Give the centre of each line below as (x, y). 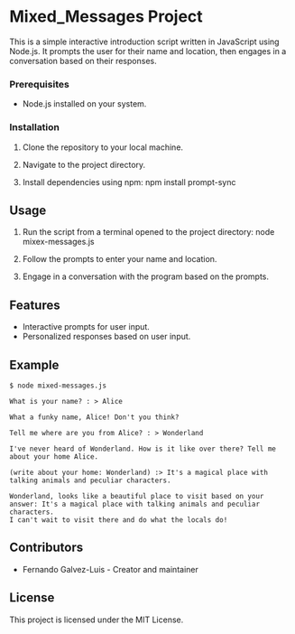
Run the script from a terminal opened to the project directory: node (148, 232)
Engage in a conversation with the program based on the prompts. (145, 276)
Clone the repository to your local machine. (102, 147)
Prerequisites (39, 84)
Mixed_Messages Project (106, 17)
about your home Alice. (54, 457)
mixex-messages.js (58, 242)
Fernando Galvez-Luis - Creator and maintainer (110, 569)
